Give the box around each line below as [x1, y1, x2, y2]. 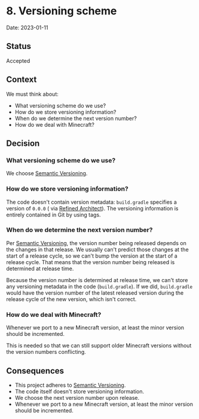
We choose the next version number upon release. [14, 394, 140, 401]
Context [6, 75, 37, 85]
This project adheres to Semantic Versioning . [14, 381, 126, 389]
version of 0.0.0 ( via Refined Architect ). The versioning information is [6, 204, 179, 212]
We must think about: [6, 90, 59, 97]
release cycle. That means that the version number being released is [6, 258, 175, 265]
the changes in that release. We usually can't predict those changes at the [6, 246, 189, 253]
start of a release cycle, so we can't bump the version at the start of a [6, 252, 177, 259]
